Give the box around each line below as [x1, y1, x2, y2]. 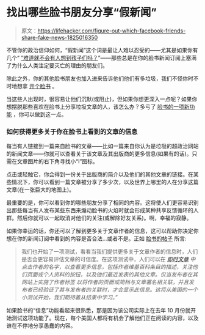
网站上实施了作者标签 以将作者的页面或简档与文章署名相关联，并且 [21, 279, 189, 286]
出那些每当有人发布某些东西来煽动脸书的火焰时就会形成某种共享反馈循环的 [6, 207, 193, 214]
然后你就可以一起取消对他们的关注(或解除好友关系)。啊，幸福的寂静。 [16, 215, 192, 222]
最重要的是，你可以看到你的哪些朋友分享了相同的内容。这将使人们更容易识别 [6, 199, 199, 207]
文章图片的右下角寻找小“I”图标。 [16, 158, 99, 165]
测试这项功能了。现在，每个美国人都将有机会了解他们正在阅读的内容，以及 [11, 314, 199, 322]
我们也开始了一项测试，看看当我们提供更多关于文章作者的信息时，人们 [21, 248, 198, 256]
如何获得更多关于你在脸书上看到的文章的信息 [6, 127, 138, 136]
